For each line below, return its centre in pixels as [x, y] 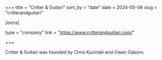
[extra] [12, 23]
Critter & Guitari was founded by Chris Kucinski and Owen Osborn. [75, 52]
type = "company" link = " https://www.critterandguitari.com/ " [70, 32]
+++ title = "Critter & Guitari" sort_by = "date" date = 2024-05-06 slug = [81, 7]
